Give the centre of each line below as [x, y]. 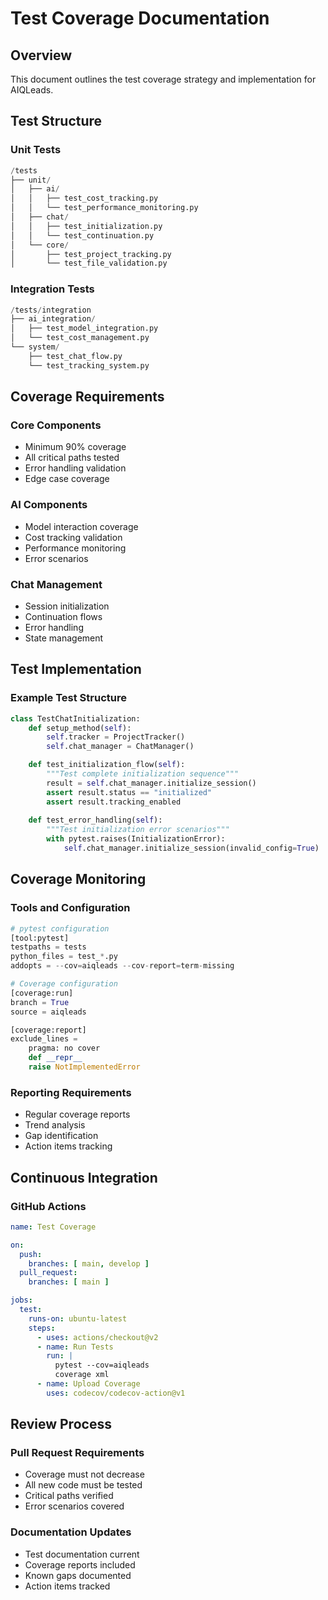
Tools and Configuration [70, 908]
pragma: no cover [64, 1048]
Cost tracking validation [73, 537]
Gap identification [61, 1136]
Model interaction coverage [81, 526]
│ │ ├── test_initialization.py [86, 226]
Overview [41, 55]
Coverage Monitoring [78, 879]
